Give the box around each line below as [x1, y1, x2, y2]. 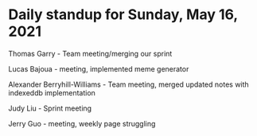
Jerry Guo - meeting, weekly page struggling [8, 119, 156, 128]
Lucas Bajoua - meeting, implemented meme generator [8, 64, 189, 73]
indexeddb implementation [8, 87, 95, 97]
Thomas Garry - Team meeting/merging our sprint [8, 49, 173, 58]
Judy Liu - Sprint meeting [8, 103, 92, 113]
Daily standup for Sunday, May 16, [8, 6, 239, 24]
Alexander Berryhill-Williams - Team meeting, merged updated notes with [8, 80, 249, 89]
